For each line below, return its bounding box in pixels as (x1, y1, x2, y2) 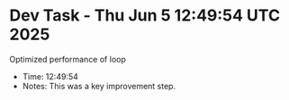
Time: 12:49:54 (22, 71, 78, 81)
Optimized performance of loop (9, 54, 126, 64)
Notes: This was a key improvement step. (22, 80, 176, 91)
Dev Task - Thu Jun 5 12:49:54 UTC (9, 5, 281, 26)
